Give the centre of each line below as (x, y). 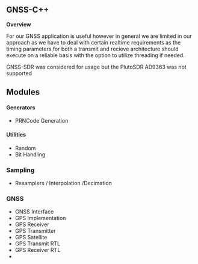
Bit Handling (30, 154)
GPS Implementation (40, 218)
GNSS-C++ (28, 10)
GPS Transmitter (35, 231)
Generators (21, 107)
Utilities (16, 134)
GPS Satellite (31, 238)
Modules (23, 92)
